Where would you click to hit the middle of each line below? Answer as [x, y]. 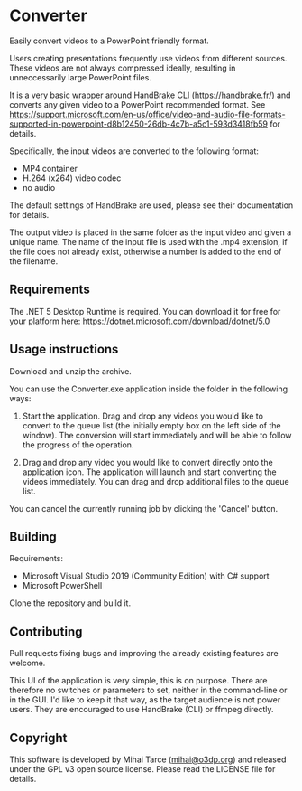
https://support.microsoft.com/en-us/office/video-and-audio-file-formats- [147, 114]
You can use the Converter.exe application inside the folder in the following [149, 389]
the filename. [34, 261]
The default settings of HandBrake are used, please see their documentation [151, 205]
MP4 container [50, 168]
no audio [39, 187]
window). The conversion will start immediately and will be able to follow [157, 435]
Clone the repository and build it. [70, 603]
